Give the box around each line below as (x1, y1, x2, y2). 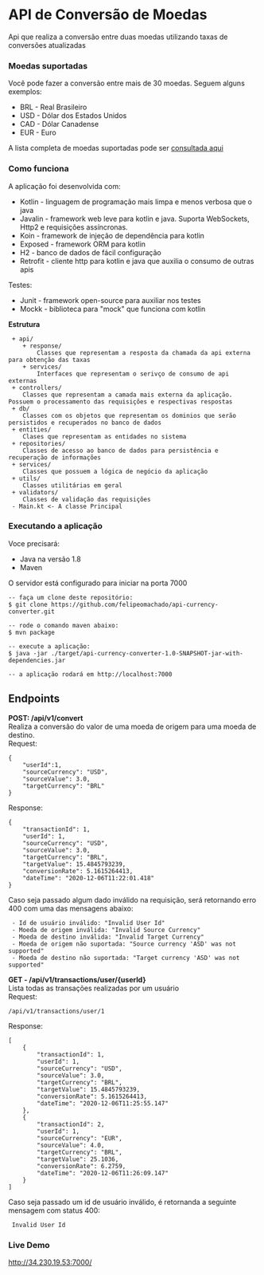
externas (8, 376, 37, 384)
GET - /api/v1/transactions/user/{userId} (8, 974, 146, 984)
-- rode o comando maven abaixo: (8, 621, 119, 629)
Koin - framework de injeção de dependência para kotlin (19, 230, 205, 240)
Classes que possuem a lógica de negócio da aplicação (22, 467, 208, 475)
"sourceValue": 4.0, (37, 1141, 105, 1149)
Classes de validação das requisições (22, 495, 151, 503)
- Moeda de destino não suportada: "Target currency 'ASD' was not (11, 954, 240, 962)
